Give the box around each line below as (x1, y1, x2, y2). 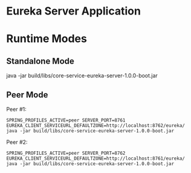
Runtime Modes (6, 32, 88, 46)
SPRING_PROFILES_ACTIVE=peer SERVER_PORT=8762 (6, 150, 126, 156)
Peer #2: (6, 139, 28, 146)
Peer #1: (6, 106, 27, 113)
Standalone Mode (6, 56, 74, 66)
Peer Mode (6, 90, 48, 100)
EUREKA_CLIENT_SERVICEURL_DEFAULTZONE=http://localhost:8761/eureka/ (6, 155, 186, 162)
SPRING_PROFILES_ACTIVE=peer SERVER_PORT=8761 (6, 117, 126, 123)
